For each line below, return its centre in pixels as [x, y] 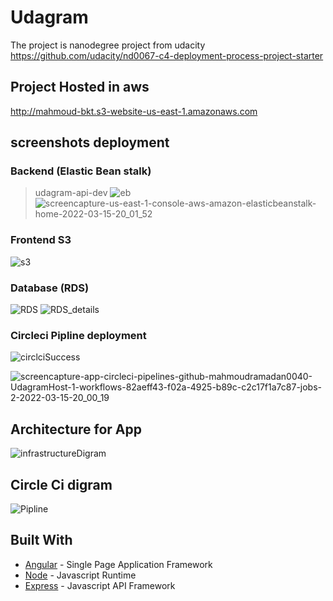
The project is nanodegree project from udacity [108, 45]
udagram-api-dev [71, 193]
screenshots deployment [90, 142]
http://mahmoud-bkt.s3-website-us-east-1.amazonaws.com [134, 111]
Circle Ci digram [61, 484]
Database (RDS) [50, 288]
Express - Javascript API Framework [100, 585]
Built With [41, 540]
